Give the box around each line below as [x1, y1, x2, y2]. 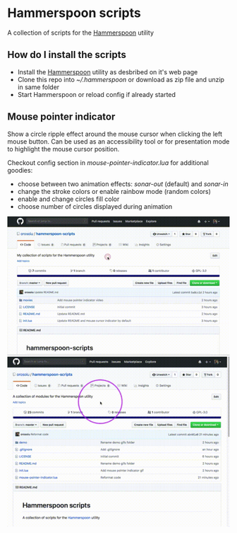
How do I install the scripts [7, 49, 127, 61]
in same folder [17, 83, 60, 91]
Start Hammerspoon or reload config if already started [17, 90, 176, 98]
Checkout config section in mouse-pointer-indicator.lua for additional [7, 158, 209, 167]
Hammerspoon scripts [7, 5, 141, 21]
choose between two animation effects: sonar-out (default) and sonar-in [17, 179, 229, 188]
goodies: [7, 166, 33, 174]
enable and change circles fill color [17, 195, 120, 203]
